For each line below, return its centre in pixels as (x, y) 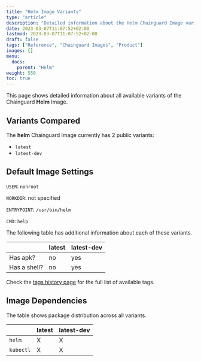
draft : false (22, 39)
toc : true (19, 78)
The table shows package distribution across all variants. (76, 315)
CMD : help (17, 221)
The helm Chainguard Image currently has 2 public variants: (80, 135)
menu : (13, 56)
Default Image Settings (50, 172)
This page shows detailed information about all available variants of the (94, 96)
